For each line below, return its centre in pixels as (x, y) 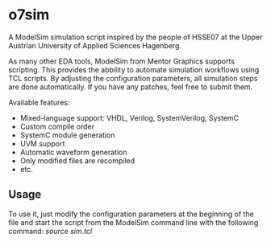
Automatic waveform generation (73, 152)
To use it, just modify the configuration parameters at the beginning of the (131, 214)
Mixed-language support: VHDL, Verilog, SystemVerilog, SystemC (129, 117)
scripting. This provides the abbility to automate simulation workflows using (134, 69)
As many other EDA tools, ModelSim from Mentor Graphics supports (122, 61)
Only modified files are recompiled (77, 160)
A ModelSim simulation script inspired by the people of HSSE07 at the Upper (135, 37)
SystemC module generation (67, 135)
